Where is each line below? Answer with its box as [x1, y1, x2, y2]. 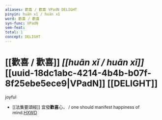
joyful [5, 94, 17, 100]
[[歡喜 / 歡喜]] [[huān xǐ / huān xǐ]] [5, 57, 144, 68]
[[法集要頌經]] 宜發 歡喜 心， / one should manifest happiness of [12, 104, 140, 110]
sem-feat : [5, 25, 26, 30]
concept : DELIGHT [5, 35, 41, 40]
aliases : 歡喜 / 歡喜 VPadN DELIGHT [5, 7, 77, 12]
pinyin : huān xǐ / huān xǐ [5, 12, 60, 17]
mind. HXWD [12, 109, 38, 115]
